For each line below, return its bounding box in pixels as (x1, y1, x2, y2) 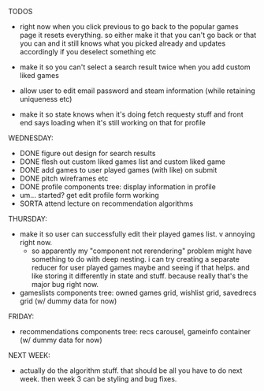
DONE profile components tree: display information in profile (19, 182, 217, 192)
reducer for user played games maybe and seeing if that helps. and (31, 263, 250, 272)
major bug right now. (31, 280, 99, 289)
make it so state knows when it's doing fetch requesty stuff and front (19, 110, 244, 119)
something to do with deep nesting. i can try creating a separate (31, 255, 240, 263)
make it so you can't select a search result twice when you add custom (19, 62, 251, 72)
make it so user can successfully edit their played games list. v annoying (19, 229, 255, 239)
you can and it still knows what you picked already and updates (19, 39, 226, 48)
